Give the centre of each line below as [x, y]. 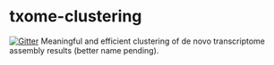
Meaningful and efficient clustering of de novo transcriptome [153, 41]
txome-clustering [76, 16]
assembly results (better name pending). [84, 50]
